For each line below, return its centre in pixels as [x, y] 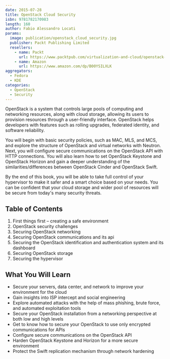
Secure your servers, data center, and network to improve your [78, 287]
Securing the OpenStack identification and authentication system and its [88, 243]
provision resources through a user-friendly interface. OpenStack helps [80, 120]
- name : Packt [29, 52]
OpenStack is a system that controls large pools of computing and [74, 109]
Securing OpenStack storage [43, 253]
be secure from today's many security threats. [54, 193]
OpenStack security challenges [45, 227]
